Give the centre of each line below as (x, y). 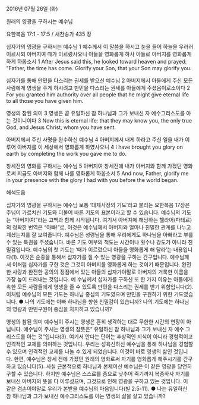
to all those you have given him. (45, 101)
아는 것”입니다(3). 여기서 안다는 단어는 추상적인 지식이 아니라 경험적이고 (110, 337)
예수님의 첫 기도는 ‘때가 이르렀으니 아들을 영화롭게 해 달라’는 (102, 249)
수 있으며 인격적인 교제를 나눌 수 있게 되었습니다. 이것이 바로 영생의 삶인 (89, 351)
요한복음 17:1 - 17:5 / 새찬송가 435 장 (49, 34)
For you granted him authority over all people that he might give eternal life (97, 95)
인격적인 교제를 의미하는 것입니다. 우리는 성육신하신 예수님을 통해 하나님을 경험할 (100, 344)
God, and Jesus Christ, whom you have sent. (61, 127)
